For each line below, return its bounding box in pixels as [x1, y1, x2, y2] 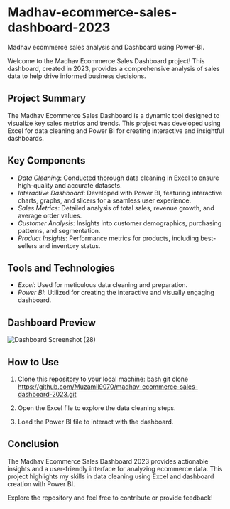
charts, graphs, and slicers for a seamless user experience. [17, 196, 192, 205]
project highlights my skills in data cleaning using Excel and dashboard [7, 472, 214, 481]
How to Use [7, 356, 60, 368]
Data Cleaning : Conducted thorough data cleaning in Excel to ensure [17, 173, 219, 182]
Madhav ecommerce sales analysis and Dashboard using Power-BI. [7, 43, 204, 51]
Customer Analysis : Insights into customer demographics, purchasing [17, 218, 222, 227]
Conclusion [7, 438, 60, 450]
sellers [17, 241, 38, 250]
